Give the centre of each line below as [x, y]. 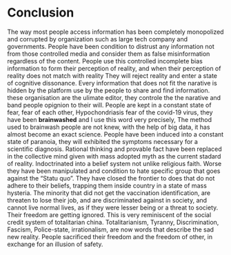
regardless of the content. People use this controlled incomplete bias [105, 61]
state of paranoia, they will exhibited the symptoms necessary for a [103, 141]
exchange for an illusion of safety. [55, 244]
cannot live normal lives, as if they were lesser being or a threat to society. [113, 207]
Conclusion [41, 13]
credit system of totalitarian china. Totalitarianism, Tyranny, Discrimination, [113, 222]
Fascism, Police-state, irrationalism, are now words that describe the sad [111, 229]
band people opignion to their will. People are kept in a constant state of [109, 105]
